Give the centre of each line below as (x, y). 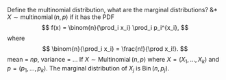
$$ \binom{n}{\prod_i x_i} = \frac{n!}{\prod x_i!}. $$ (115, 49)
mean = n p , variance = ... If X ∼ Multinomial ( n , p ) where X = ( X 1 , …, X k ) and (113, 60)
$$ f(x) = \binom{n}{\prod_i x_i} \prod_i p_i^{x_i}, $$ (115, 27)
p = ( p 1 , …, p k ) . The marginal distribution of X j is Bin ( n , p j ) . (88, 69)
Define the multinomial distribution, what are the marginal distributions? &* (112, 10)
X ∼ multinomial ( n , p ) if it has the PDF (61, 17)
